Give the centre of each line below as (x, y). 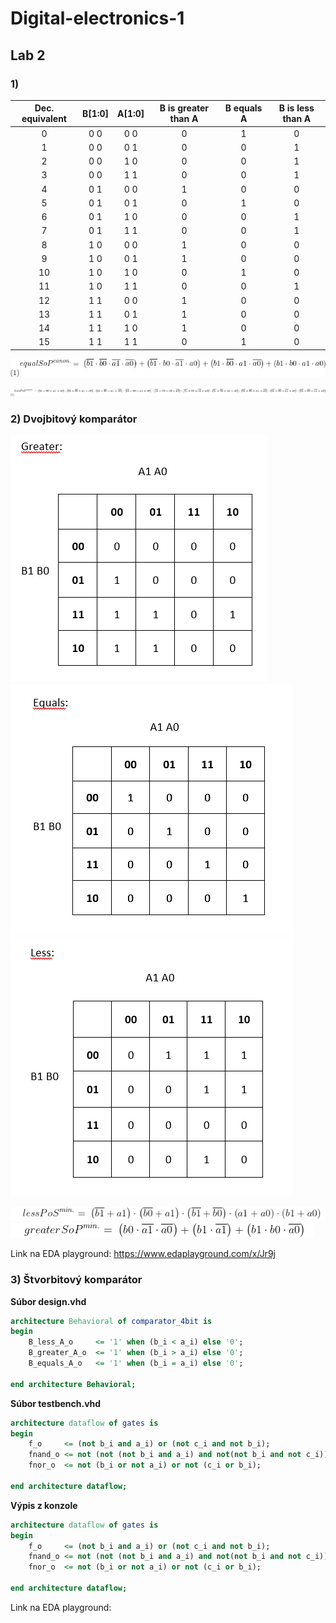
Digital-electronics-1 (97, 18)
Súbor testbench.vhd (56, 1403)
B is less (296, 108)
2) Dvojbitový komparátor (74, 419)
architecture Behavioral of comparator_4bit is (111, 1321)
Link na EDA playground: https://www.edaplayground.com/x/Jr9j (143, 1254)
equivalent (44, 119)
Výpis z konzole (44, 1505)
